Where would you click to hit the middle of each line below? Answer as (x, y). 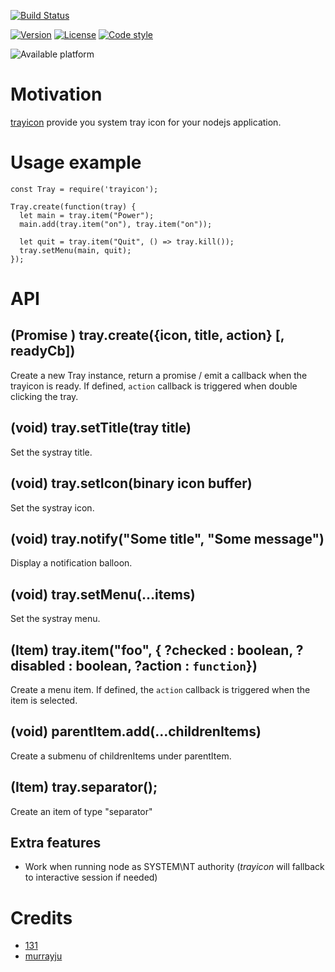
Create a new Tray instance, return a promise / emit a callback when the (159, 375)
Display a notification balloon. (71, 563)
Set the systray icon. (52, 507)
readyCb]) (43, 351)
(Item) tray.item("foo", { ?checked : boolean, (151, 650)
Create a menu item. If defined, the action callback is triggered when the (160, 689)
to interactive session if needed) (91, 877)
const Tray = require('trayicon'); (84, 189)
